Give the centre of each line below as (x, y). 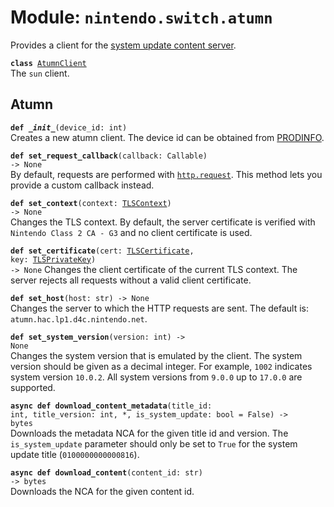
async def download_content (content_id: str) (106, 472)
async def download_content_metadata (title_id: (111, 406)
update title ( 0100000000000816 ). (75, 454)
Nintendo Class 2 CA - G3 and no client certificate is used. (131, 232)
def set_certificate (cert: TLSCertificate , (102, 251)
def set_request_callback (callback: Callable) (109, 156)
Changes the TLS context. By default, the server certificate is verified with (163, 222)
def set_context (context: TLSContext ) (91, 203)
